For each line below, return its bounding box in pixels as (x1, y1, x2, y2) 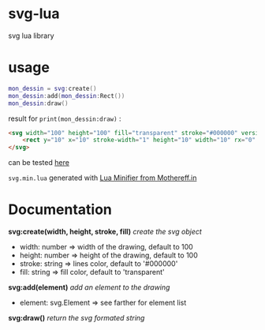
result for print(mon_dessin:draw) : (8, 114, 121, 123)
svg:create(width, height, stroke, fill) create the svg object (8, 227, 203, 237)
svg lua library (8, 31, 54, 40)
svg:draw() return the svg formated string (8, 313, 145, 323)
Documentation (8, 201, 113, 219)
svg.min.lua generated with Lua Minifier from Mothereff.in (8, 173, 197, 182)
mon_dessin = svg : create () (8, 84, 97, 92)
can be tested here (8, 158, 69, 167)
